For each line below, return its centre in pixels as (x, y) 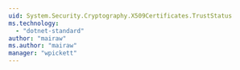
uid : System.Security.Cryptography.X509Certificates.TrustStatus (120, 16)
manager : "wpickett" (43, 53)
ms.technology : (34, 23)
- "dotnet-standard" (50, 31)
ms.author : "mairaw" (43, 46)
